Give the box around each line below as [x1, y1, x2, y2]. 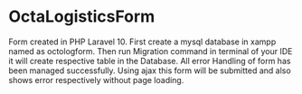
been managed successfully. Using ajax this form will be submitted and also [8, 65, 291, 76]
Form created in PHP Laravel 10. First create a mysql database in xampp [8, 36, 277, 47]
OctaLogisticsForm [8, 6, 156, 27]
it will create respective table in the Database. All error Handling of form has [8, 55, 291, 66]
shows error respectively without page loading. [8, 74, 184, 85]
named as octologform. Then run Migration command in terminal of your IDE [8, 45, 293, 56]
